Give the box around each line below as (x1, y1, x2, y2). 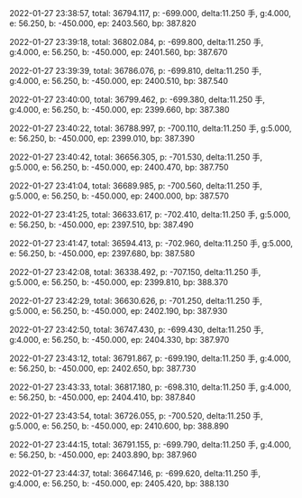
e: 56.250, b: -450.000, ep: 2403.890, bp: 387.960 (9, 449, 197, 460)
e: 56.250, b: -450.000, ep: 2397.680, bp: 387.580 (9, 248, 196, 259)
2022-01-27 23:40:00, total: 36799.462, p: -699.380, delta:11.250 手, (9, 94, 266, 105)
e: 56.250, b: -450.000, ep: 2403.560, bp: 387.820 (9, 18, 197, 29)
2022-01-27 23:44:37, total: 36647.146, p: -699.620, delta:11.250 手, (9, 468, 261, 478)
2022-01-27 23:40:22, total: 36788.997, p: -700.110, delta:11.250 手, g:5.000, (9, 123, 292, 134)
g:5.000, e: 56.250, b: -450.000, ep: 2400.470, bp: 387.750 (9, 161, 229, 172)
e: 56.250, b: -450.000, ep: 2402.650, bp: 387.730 (9, 364, 197, 373)
